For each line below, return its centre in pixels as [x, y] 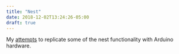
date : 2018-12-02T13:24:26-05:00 [48, 17]
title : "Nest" [24, 12]
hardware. [19, 46]
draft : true [21, 23]
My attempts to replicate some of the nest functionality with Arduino [90, 40]
